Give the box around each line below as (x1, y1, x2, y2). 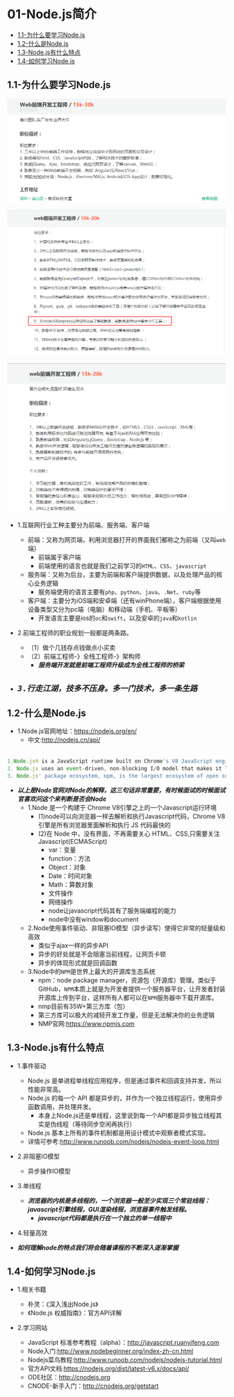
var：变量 (48, 845, 76, 854)
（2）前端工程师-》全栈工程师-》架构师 (27, 652, 141, 661)
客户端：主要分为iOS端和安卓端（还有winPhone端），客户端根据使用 (27, 596, 222, 605)
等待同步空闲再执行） (74, 1119, 136, 1128)
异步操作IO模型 (27, 1167, 72, 1175)
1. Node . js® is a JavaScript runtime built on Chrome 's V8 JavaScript (7, 758, 213, 765)
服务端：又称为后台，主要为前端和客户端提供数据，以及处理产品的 (27, 570, 217, 579)
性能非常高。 (27, 1085, 65, 1093)
